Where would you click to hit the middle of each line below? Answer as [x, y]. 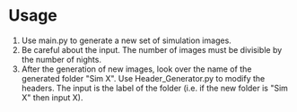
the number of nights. [61, 59]
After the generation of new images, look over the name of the [136, 69]
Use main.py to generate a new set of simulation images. [127, 40]
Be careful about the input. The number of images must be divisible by [152, 49]
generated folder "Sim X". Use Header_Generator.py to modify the [143, 78]
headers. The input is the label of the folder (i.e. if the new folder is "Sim [155, 88]
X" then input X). [52, 97]
